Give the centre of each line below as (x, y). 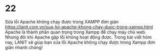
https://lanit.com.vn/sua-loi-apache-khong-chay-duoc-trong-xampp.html (79, 27)
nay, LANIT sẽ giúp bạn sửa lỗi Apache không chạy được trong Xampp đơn (80, 42)
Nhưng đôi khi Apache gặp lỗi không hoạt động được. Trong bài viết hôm (78, 37)
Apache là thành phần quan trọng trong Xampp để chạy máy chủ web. (76, 32)
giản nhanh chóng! (24, 47)
